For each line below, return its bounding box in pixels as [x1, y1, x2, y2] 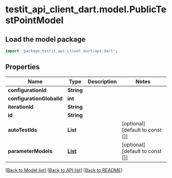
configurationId [8, 86, 47, 93]
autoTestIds [8, 126, 37, 133]
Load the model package [5, 35, 86, 44]
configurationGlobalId [8, 95, 63, 102]
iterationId [8, 103, 34, 110]
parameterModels [8, 147, 53, 154]
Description [88, 78, 117, 85]
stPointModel [5, 14, 64, 26]
